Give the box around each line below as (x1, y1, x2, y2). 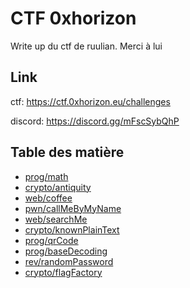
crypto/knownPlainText (24, 223, 120, 236)
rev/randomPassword (24, 255, 114, 267)
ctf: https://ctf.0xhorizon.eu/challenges (10, 95, 171, 107)
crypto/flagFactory (24, 266, 103, 278)
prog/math (24, 170, 69, 182)
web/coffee (24, 192, 73, 204)
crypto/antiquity (24, 181, 92, 193)
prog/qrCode (24, 234, 79, 246)
